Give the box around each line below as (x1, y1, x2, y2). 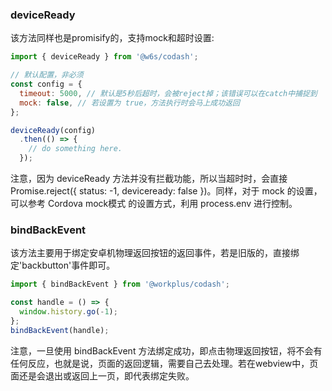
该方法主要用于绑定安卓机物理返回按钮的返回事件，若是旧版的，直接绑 (10, 247, 300, 259)
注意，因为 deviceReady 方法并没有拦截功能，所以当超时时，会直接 (10, 173, 288, 185)
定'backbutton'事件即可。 (10, 259, 116, 272)
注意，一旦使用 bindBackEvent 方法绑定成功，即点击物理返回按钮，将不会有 (10, 344, 323, 357)
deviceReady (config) (10, 125, 97, 135)
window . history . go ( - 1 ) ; (19, 307, 118, 317)
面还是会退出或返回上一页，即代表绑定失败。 (10, 369, 195, 382)
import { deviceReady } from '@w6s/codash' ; (10, 52, 199, 62)
